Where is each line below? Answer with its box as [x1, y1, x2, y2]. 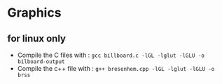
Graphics [7, 5, 62, 21]
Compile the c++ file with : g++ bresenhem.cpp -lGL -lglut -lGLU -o [17, 65, 215, 72]
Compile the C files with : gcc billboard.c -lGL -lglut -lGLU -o [17, 51, 205, 59]
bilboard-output [17, 58, 65, 65]
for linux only [7, 33, 67, 44]
